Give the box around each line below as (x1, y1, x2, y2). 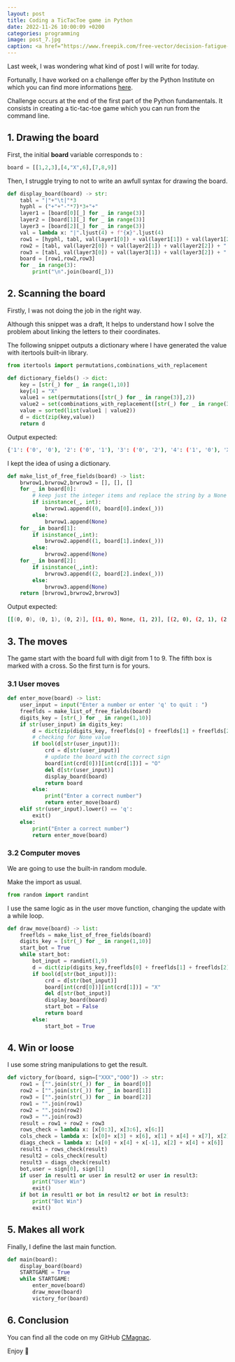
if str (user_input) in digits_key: (20, 721, 124, 728)
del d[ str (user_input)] (44, 766, 114, 773)
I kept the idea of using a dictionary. (7, 459, 111, 467)
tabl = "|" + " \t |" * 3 (20, 197, 77, 204)
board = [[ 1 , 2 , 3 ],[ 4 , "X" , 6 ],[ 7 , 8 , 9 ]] (7, 164, 117, 171)
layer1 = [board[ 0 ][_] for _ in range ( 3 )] (20, 209, 145, 217)
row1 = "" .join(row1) (20, 1100, 83, 1107)
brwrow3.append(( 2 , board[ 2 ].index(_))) (44, 570, 164, 577)
